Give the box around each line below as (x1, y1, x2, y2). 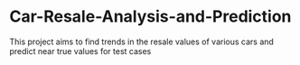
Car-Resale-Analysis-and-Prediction (9, 6, 292, 27)
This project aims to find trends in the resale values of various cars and (9, 36, 274, 47)
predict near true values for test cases (9, 45, 152, 56)
